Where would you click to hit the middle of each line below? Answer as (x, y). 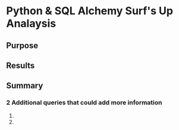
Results (21, 66)
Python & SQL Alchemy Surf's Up (90, 11)
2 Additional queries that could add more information (84, 103)
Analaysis (31, 23)
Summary (25, 86)
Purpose (22, 45)
